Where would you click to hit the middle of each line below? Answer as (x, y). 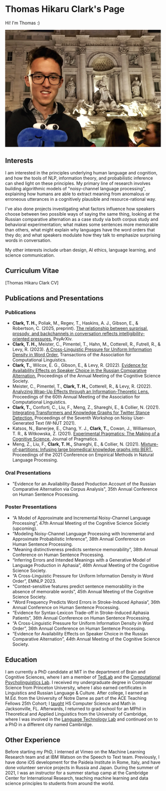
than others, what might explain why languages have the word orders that (80, 229)
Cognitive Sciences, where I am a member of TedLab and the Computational (83, 677)
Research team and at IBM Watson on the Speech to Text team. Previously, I (82, 757)
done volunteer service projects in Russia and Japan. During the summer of (82, 768)
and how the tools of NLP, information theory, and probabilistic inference (79, 178)
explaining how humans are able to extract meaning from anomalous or (78, 194)
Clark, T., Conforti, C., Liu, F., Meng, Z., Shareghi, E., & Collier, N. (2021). (86, 407)
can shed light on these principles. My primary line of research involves (78, 183)
